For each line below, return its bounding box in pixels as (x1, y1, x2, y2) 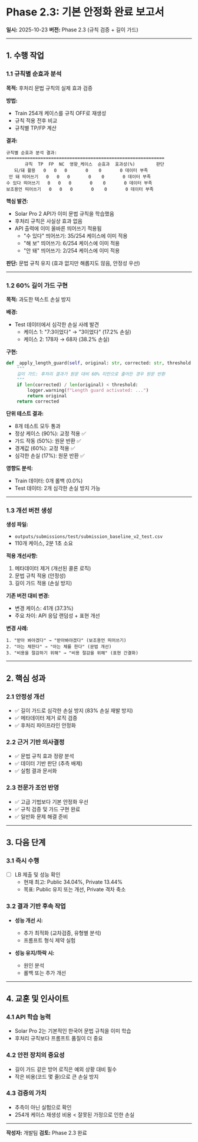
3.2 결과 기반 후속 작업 (6, 902, 66, 910)
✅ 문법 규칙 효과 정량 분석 (14, 752, 75, 760)
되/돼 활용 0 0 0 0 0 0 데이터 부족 (14, 167, 148, 173)
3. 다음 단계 (6, 837, 46, 847)
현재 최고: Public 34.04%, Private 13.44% (23, 878, 123, 885)
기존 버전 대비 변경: (6, 592, 50, 599)
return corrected (16, 398, 60, 405)
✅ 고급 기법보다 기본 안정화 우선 (14, 798, 88, 805)
